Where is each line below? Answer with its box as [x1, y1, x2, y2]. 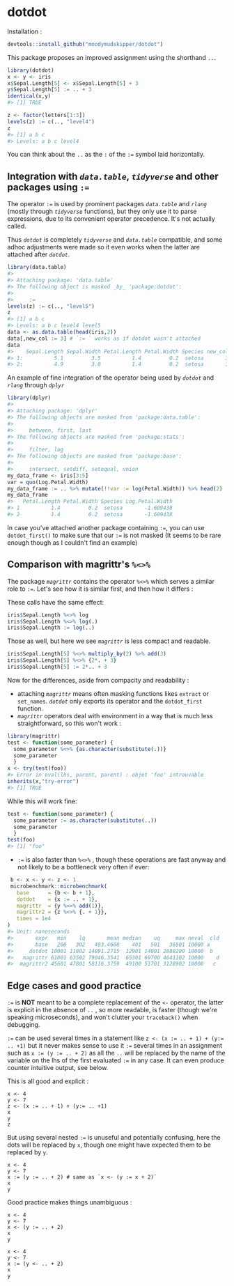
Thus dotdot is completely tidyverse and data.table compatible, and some [7, 235, 223, 244]
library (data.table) [7, 264, 68, 271]
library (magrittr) [7, 732, 61, 739]
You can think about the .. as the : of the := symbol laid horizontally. [7, 150, 205, 159]
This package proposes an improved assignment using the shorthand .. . [7, 53, 216, 61]
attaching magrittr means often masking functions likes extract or [17, 689, 209, 697]
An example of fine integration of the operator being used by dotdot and [7, 373, 214, 382]
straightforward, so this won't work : [17, 719, 122, 727]
